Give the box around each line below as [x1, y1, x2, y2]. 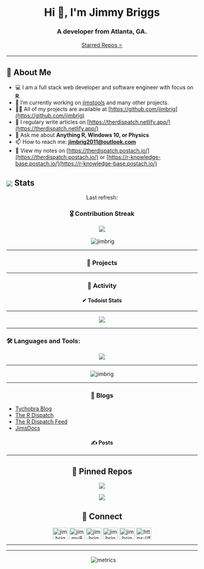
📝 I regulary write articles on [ [15, 118, 89, 126]
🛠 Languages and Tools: [6, 337, 81, 345]
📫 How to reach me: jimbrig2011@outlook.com [15, 138, 137, 146]
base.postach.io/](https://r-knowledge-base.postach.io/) [15, 160, 157, 167]
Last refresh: [86, 194, 118, 201]
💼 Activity [87, 282, 117, 290]
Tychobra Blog [15, 405, 52, 412]
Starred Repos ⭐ [81, 41, 123, 49]
